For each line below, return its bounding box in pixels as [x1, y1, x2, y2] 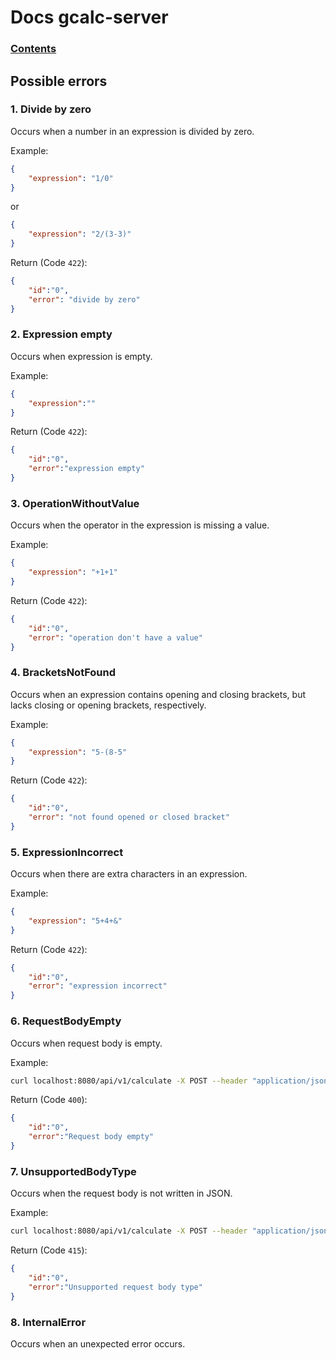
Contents [10, 42, 57, 56]
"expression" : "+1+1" [28, 567, 118, 578]
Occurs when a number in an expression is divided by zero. [10, 125, 255, 137]
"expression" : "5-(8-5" [28, 747, 128, 757]
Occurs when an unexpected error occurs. [10, 1337, 186, 1350]
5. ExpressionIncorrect [10, 845, 124, 859]
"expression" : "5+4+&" [28, 916, 123, 926]
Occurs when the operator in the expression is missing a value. [10, 519, 270, 531]
